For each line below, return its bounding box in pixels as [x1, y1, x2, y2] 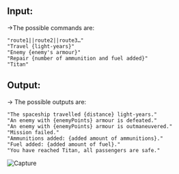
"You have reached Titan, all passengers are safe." [7, 147, 161, 153]
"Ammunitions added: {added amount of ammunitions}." [7, 135, 164, 142]
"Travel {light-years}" [7, 42, 75, 50]
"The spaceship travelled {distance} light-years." [7, 111, 157, 118]
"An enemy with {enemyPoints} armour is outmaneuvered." [7, 123, 173, 129]
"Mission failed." [7, 129, 59, 136]
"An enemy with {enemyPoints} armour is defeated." [7, 116, 157, 124]
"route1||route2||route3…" [7, 37, 84, 44]
